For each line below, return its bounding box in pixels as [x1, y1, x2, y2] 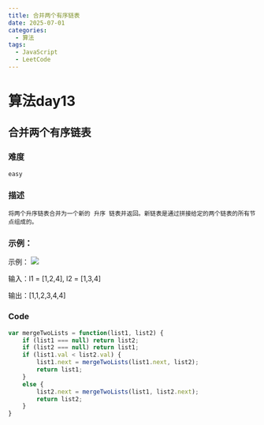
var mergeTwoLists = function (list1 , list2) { [8, 329, 164, 337]
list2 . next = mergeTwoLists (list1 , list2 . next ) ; [36, 388, 199, 396]
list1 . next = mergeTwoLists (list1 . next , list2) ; [36, 359, 199, 367]
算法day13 [8, 92, 76, 111]
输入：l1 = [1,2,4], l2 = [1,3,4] [8, 274, 101, 284]
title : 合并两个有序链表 [8, 11, 80, 20]
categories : [8, 26, 47, 34]
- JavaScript [15, 48, 58, 56]
